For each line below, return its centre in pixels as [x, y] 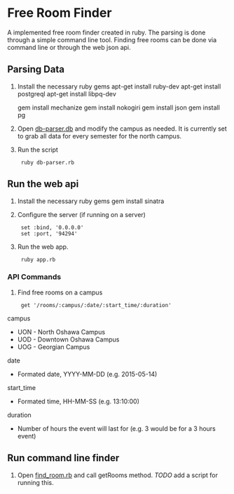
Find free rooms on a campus [60, 292]
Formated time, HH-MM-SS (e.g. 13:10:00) [78, 401]
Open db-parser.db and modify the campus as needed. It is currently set [122, 129]
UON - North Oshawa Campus [61, 332]
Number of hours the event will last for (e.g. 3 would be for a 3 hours [116, 428]
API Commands [34, 277]
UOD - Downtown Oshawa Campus [68, 339]
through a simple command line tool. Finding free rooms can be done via [112, 39]
